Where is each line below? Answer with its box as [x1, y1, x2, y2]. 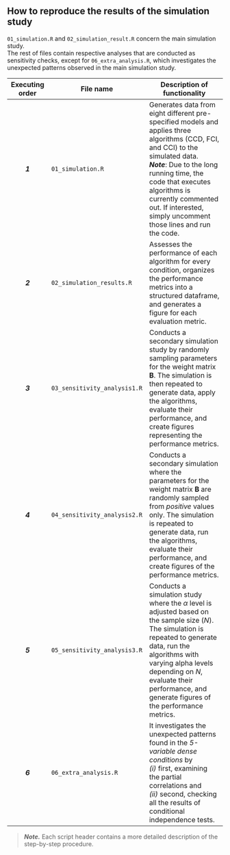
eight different [149, 108, 195, 118]
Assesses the [149, 239, 193, 249]
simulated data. [149, 151, 199, 160]
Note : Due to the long [149, 160, 218, 169]
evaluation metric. [149, 317, 207, 326]
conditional [149, 806, 185, 816]
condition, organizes [149, 265, 215, 275]
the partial [149, 772, 182, 782]
